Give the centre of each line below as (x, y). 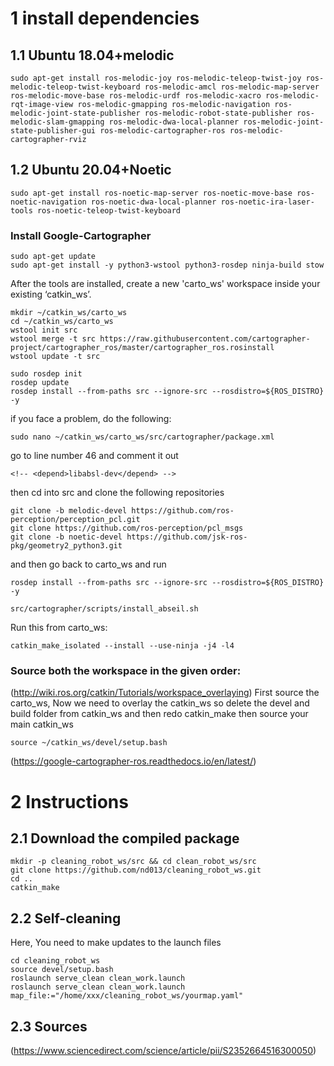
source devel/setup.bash (62, 970)
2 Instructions (69, 801)
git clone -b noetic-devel (66, 537)
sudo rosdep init (46, 374)
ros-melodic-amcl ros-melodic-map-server (232, 87)
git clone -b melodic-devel (69, 511)
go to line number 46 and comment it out (94, 456)
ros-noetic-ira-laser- (267, 202)
